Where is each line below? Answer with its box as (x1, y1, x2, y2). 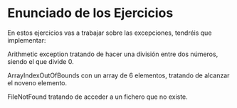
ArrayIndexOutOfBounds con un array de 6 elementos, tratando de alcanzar (7, 71, 230, 80)
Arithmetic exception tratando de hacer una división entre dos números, (7, 50, 218, 58)
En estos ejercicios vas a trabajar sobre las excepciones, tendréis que (7, 28, 212, 37)
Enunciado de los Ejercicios (7, 5, 174, 21)
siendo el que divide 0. (7, 57, 74, 65)
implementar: (7, 36, 46, 44)
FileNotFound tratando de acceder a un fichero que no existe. (7, 92, 189, 101)
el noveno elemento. (7, 78, 68, 87)
